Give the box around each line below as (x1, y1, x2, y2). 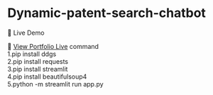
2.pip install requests (7, 57, 69, 65)
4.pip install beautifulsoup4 (7, 72, 87, 81)
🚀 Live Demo (7, 28, 45, 37)
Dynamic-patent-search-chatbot (7, 5, 206, 21)
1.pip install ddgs (7, 50, 57, 58)
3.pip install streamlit (7, 65, 68, 73)
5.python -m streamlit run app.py (7, 79, 104, 88)
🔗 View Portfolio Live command (7, 42, 99, 50)
